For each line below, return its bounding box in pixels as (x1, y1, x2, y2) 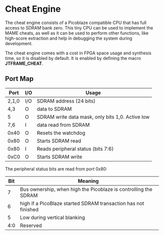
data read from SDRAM (37, 121, 90, 128)
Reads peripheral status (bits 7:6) (37, 145, 114, 152)
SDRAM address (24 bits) (37, 97, 96, 104)
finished (20, 206, 39, 213)
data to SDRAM (37, 105, 72, 112)
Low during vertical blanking (20, 214, 85, 221)
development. (5, 40, 33, 46)
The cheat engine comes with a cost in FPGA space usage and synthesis (5, 50, 152, 56)
